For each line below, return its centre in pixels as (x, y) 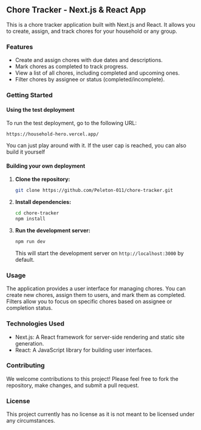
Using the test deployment (40, 109)
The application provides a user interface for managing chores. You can (96, 288)
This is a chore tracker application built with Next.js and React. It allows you (101, 24)
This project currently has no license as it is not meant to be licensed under (101, 414)
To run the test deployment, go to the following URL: (72, 123)
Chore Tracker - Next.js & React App (76, 10)
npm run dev (30, 242)
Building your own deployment (46, 166)
